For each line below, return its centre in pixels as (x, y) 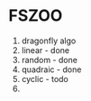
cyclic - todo (45, 78)
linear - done (45, 50)
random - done (50, 60)
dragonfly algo (49, 41)
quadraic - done (51, 69)
